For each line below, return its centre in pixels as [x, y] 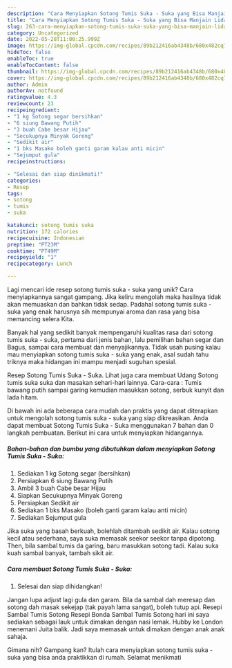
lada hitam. [23, 397]
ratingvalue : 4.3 [32, 98]
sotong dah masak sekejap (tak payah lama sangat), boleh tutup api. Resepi [115, 607]
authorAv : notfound [35, 91]
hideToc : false [29, 53]
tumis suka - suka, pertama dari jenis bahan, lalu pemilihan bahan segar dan [116, 340]
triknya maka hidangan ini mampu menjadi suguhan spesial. [92, 362]
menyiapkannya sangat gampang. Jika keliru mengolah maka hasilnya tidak [114, 297]
